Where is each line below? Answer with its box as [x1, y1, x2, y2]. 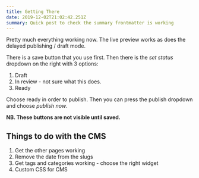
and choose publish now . [6, 102, 68, 110]
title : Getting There [6, 8, 60, 15]
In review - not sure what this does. [14, 78, 102, 85]
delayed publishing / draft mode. [6, 42, 86, 49]
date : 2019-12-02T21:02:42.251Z [6, 14, 86, 20]
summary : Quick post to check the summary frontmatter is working [6, 20, 174, 26]
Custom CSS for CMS [14, 166, 68, 173]
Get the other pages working [14, 147, 86, 154]
